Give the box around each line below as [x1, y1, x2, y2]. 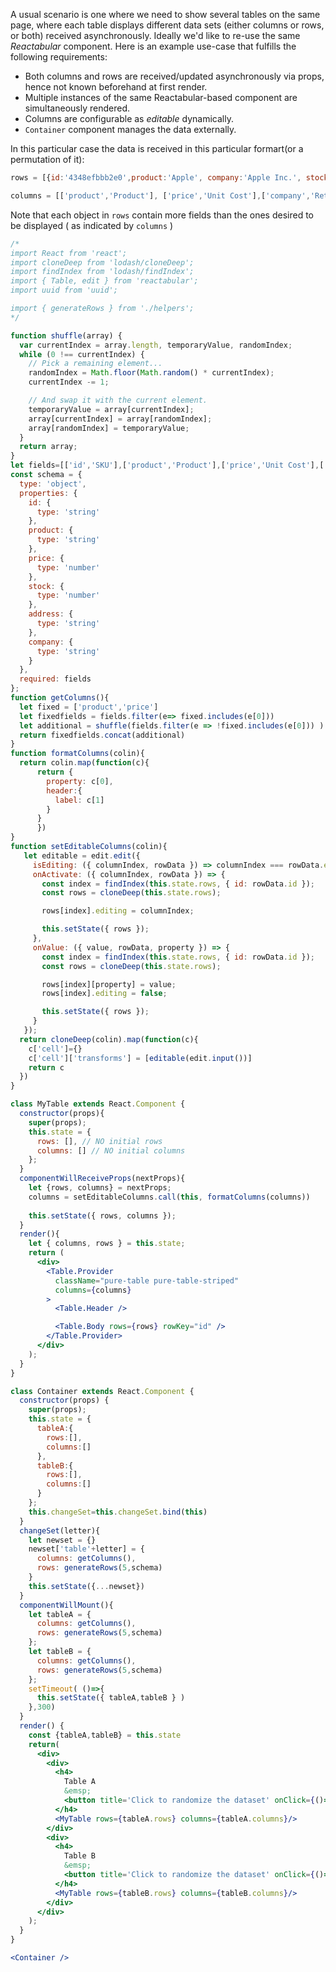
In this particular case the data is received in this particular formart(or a [10, 143, 304, 154]
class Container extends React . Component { [10, 1386, 195, 1396]
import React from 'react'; [10, 248, 128, 258]
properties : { [19, 488, 78, 498]
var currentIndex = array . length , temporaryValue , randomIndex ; [19, 340, 293, 350]
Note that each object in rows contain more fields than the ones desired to [10, 209, 315, 221]
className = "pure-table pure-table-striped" [54, 1275, 240, 1286]
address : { [28, 609, 74, 619]
